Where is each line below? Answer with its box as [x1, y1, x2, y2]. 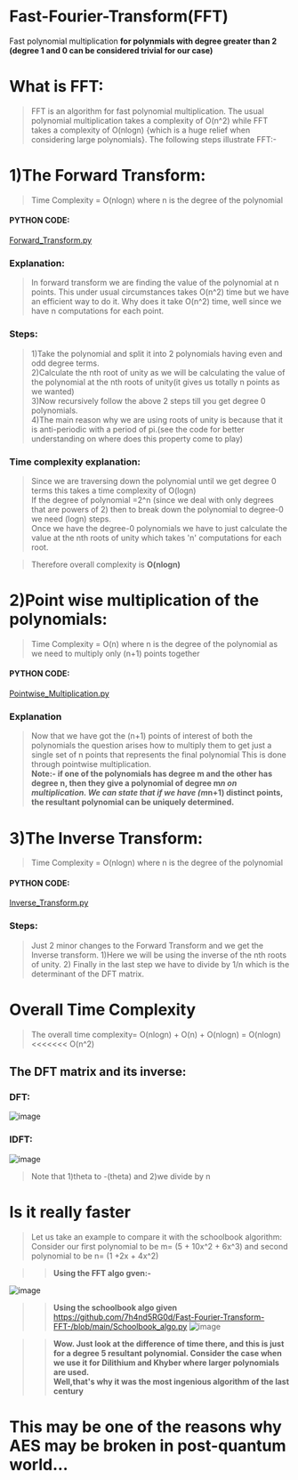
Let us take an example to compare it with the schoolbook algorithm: [30, 1231, 283, 1242]
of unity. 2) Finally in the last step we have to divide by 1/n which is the [30, 958, 290, 969]
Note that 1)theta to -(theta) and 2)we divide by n [30, 1170, 211, 1181]
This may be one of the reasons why [9, 1417, 282, 1436]
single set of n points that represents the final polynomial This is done [30, 749, 286, 760]
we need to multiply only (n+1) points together [30, 648, 200, 659]
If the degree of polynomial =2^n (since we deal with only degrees [30, 494, 274, 505]
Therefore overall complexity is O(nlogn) [30, 559, 181, 570]
